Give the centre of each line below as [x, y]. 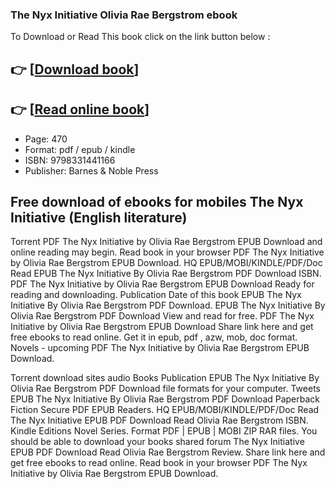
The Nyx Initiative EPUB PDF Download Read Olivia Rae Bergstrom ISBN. [159, 420]
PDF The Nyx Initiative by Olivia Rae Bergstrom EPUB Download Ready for [162, 284]
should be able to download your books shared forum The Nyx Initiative [157, 442]
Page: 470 [46, 139]
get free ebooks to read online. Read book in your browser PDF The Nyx [159, 463]
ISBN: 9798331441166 [70, 160]
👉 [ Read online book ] [80, 109]
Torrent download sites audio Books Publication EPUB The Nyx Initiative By [165, 378]
